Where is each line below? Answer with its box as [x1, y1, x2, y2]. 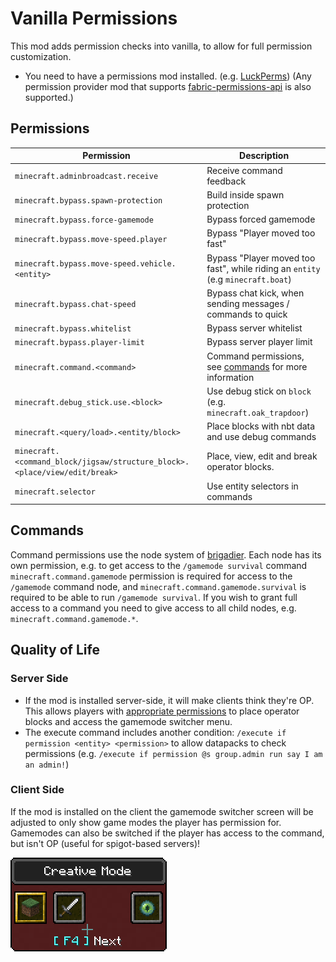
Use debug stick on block [206, 385, 312, 397]
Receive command [206, 164, 283, 176]
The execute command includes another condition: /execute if [24, 726, 287, 738]
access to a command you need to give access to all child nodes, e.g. [10, 602, 297, 614]
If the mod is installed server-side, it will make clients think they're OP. [24, 694, 315, 706]
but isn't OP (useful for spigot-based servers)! [10, 837, 201, 849]
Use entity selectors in [206, 480, 299, 492]
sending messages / [206, 297, 290, 309]
